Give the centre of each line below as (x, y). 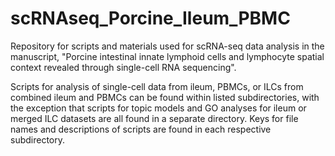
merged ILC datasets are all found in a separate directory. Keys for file (154, 118)
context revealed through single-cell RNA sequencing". (123, 67)
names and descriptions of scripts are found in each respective (141, 129)
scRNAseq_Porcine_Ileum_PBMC (150, 18)
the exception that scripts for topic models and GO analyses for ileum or (158, 108)
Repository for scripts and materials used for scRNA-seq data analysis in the (167, 46)
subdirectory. (38, 139)
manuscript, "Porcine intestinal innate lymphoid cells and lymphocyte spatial (167, 56)
